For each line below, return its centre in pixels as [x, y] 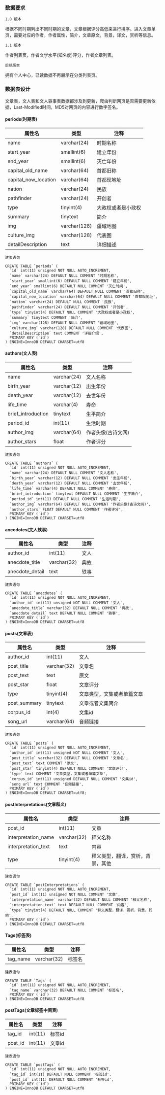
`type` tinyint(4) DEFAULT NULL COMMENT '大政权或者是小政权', [72, 312]
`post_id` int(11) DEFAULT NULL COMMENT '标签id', [62, 1080]
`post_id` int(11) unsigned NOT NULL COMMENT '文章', [65, 894]
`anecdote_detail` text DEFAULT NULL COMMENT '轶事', [65, 614]
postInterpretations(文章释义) [36, 804]
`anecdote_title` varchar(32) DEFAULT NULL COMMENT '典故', [71, 608]
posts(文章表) [19, 633]
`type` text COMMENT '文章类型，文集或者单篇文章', [59, 774]
